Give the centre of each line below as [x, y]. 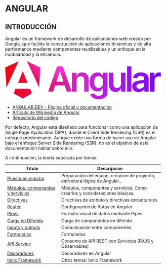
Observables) [75, 246]
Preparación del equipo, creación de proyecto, [108, 176]
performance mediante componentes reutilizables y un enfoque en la [75, 49]
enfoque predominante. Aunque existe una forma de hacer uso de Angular [81, 137]
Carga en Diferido [25, 221]
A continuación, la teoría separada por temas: [51, 157]
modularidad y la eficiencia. [33, 54]
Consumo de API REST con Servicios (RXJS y [107, 241]
